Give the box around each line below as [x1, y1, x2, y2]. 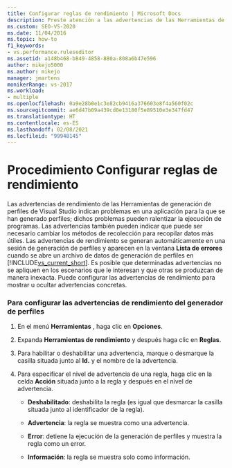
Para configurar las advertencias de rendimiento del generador [7, 298, 224, 308]
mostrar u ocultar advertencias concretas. [7, 281, 127, 289]
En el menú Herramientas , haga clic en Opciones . [17, 323, 163, 331]
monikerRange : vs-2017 [7, 81, 73, 88]
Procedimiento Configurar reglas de [7, 162, 218, 178]
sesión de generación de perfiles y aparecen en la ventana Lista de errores [7, 244, 223, 253]
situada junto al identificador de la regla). [27, 406, 145, 414]
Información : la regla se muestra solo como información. [27, 453, 190, 461]
